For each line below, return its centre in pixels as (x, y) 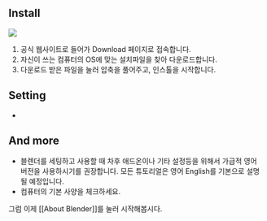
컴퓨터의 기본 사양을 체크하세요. (70, 192)
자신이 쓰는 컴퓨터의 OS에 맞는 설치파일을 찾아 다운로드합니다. (118, 59)
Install (24, 13)
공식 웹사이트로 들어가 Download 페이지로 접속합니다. (105, 49)
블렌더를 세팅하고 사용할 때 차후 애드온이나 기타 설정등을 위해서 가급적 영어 (139, 161)
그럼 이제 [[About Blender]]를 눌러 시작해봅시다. (85, 209)
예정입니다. (47, 181)
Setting (27, 95)
